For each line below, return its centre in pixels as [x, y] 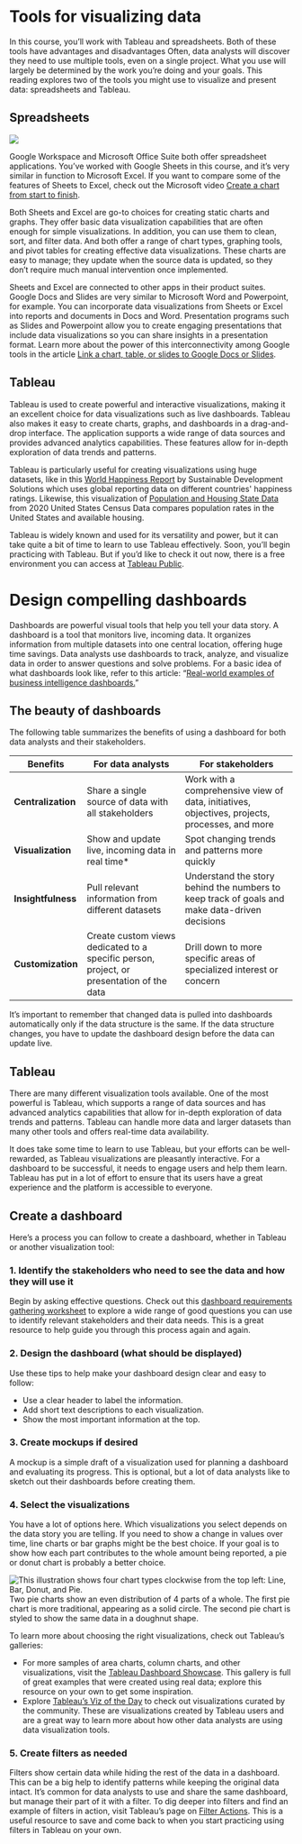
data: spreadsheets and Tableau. [70, 89]
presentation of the [127, 981]
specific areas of [220, 959]
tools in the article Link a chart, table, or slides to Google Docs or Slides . [143, 354]
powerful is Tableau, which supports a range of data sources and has [138, 1103]
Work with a [210, 780]
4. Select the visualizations [70, 1504]
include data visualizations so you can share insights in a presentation [139, 334]
